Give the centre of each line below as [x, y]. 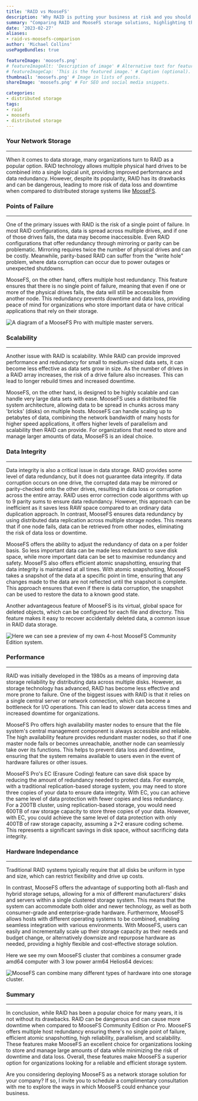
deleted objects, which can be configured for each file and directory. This [95, 612]
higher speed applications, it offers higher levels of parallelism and [87, 424]
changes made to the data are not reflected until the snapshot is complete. [97, 582]
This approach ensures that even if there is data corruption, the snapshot [95, 588]
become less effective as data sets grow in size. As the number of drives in [97, 368]
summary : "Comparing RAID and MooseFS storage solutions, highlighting [96, 22]
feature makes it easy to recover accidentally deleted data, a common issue [98, 618]
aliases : [17, 34]
